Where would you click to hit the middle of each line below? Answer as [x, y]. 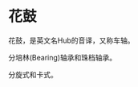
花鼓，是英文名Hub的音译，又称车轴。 [71, 40]
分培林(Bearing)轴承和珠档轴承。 [63, 57]
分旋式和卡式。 [33, 74]
